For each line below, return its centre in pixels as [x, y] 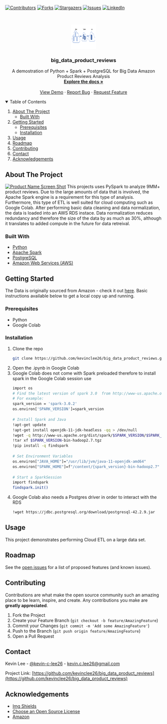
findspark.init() [30, 488]
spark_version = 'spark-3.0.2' [45, 404]
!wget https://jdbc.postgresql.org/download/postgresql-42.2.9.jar [83, 512]
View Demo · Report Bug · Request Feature [83, 92]
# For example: [28, 399]
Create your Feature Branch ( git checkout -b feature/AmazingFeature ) [85, 620]
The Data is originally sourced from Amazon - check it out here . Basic [76, 291]
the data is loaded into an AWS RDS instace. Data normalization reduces [79, 213]
